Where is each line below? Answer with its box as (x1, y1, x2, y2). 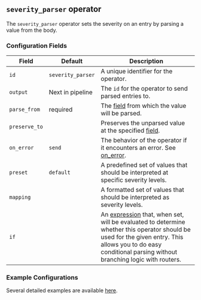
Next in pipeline (48, 88, 93, 97)
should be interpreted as (100, 193, 169, 202)
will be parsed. (100, 109, 142, 118)
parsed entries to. (100, 92, 151, 100)
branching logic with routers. (100, 256, 181, 264)
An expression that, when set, (100, 211, 184, 219)
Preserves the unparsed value (100, 119, 185, 127)
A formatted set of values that (100, 185, 184, 194)
